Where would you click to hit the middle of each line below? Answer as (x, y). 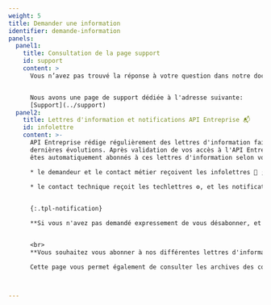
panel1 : (29, 46)
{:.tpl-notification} (66, 209)
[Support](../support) (68, 105)
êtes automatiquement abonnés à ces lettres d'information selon (142, 157)
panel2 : (29, 113)
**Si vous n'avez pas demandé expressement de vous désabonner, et (146, 224)
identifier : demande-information (65, 31)
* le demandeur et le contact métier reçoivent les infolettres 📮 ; (147, 172)
